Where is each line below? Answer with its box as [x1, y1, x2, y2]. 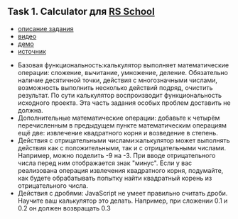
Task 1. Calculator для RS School [7, 6, 155, 18]
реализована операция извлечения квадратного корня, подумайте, [17, 166, 224, 174]
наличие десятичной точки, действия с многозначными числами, [17, 76, 218, 84]
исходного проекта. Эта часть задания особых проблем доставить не [17, 99, 231, 107]
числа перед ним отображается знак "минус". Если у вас [17, 159, 193, 167]
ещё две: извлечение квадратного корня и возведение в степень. [17, 128, 218, 137]
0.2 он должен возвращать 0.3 [17, 203, 112, 212]
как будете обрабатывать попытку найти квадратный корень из [17, 174, 212, 182]
